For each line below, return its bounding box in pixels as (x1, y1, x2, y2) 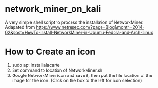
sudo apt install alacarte (12, 62, 60, 68)
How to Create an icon (5, 47, 96, 57)
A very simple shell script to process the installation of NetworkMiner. (5, 19, 144, 25)
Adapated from (5, 24, 35, 30)
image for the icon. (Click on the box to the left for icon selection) (12, 77, 142, 83)
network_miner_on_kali (5, 3, 101, 14)
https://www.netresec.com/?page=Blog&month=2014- (36, 24, 144, 30)
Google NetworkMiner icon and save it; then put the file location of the (12, 72, 153, 78)
